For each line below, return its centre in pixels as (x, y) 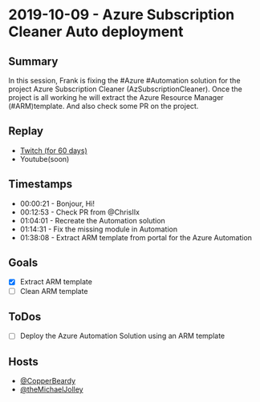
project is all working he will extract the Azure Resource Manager (116, 97)
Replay (26, 131)
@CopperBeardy (48, 381)
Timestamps (41, 185)
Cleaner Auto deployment (96, 32)
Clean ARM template (54, 291)
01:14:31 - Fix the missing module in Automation (99, 229)
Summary (33, 61)
